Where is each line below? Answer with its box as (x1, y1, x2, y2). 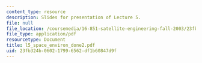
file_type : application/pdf (6, 31, 77, 37)
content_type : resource (6, 8, 66, 15)
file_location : (6, 25, 44, 32)
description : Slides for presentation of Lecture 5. (6, 14, 141, 20)
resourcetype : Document (6, 37, 66, 43)
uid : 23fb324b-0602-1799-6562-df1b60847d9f (6, 48, 117, 54)
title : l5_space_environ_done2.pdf (6, 43, 96, 49)
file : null (6, 20, 34, 26)
